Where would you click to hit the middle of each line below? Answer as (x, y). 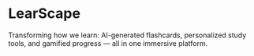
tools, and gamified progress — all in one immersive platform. (108, 43)
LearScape (45, 14)
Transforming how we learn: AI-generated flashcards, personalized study (127, 35)
